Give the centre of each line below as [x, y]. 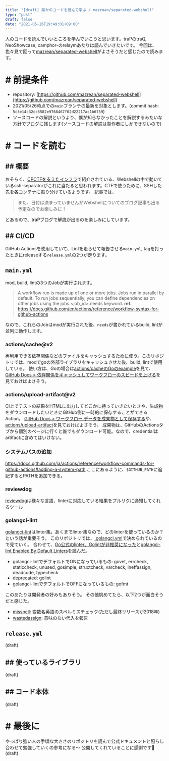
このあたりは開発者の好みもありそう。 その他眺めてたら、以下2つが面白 [80, 595]
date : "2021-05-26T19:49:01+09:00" [43, 24]
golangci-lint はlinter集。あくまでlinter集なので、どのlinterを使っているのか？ [84, 532]
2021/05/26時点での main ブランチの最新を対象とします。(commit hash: [86, 106]
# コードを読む [36, 146]
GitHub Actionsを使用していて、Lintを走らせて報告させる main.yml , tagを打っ [84, 249]
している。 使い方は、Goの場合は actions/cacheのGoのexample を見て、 [79, 368]
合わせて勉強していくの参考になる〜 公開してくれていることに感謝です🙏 [80, 747]
